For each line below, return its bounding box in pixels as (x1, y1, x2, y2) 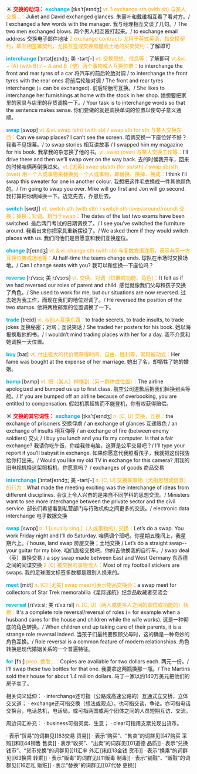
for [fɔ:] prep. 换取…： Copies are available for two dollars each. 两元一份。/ (6, 658, 189, 665)
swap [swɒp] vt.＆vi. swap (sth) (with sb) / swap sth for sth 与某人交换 (6, 127, 177, 133)
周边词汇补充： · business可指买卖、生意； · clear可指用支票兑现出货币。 (6, 720, 182, 726)
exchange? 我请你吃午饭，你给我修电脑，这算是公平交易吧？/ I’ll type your (6, 442, 185, 449)
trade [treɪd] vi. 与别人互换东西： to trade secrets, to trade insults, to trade (6, 316, 185, 323)
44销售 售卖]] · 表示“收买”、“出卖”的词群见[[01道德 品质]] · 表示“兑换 (23, 740, 189, 746)
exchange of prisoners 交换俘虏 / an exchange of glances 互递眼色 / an (6, 420, 178, 427)
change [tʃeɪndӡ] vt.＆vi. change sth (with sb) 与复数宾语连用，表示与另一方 (6, 247, 191, 254)
